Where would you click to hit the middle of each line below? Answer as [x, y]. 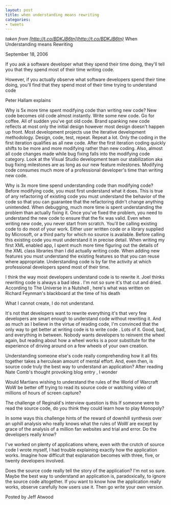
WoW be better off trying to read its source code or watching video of [79, 388]
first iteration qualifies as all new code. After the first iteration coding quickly [86, 143]
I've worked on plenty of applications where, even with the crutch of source [85, 445]
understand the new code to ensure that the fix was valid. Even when [78, 218]
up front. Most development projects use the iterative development [76, 132]
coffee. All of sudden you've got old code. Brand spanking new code [78, 121]
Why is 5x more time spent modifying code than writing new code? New [81, 110]
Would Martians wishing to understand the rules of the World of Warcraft [82, 382]
